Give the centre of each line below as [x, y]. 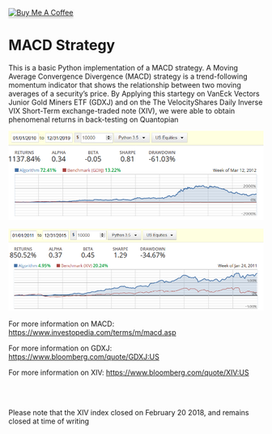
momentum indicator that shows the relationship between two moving [125, 84]
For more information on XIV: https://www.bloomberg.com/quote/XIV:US [129, 372]
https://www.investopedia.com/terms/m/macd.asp [92, 332]
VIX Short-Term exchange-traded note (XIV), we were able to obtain [122, 110]
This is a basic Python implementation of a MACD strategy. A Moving [123, 67]
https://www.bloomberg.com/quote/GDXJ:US [84, 356]
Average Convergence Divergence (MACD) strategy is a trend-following [128, 76]
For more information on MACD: [62, 324]
